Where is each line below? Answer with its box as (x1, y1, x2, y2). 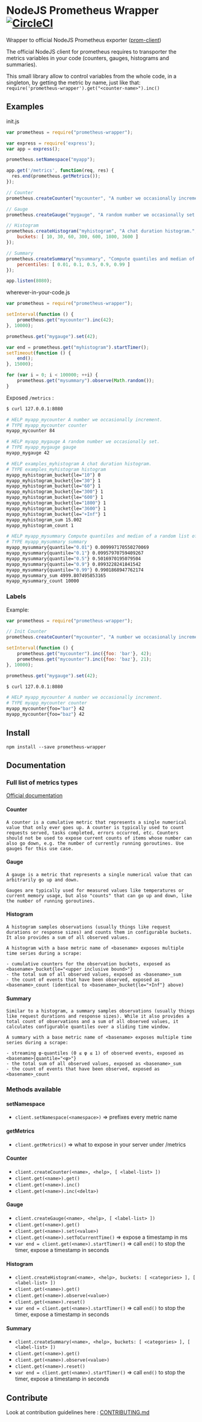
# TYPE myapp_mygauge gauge (6, 444, 77, 451)
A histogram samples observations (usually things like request (6, 924, 171, 930)
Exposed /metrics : (6, 394, 54, 401)
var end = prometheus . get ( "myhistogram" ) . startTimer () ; (6, 344, 149, 350)
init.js (6, 117, 20, 125)
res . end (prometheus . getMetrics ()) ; (11, 173, 101, 180)
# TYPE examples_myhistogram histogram (6, 466, 106, 472)
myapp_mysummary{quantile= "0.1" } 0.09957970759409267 (6, 550, 144, 556)
